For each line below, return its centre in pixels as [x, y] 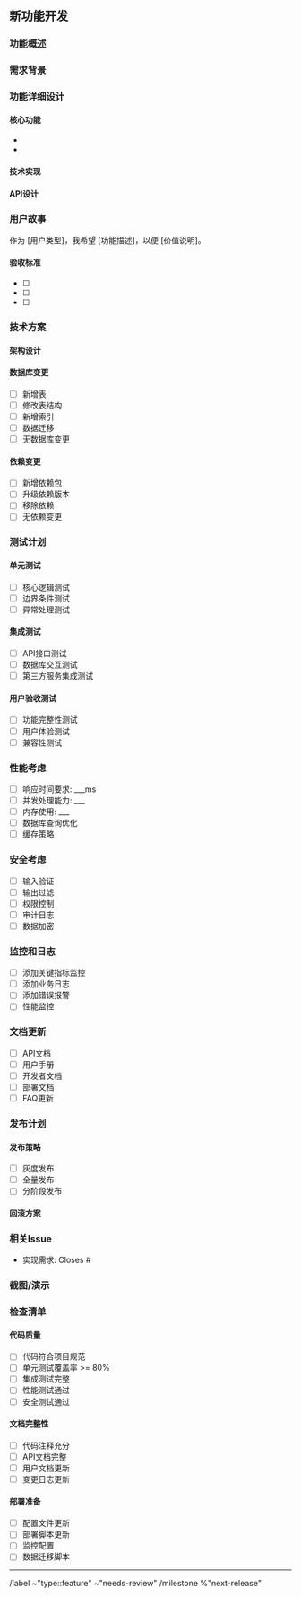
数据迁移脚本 [46, 1557]
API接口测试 [44, 654]
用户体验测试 [46, 731]
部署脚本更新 [46, 1534]
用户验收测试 [33, 698]
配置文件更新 [46, 1523]
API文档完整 [44, 1456]
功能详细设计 [37, 97]
